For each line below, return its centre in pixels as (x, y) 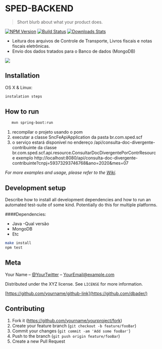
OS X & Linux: (19, 87)
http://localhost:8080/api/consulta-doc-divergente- (86, 158)
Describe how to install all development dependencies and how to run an (78, 200)
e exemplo (22, 158)
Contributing (25, 309)
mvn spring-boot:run (32, 123)
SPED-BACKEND (39, 9)
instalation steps (24, 96)
